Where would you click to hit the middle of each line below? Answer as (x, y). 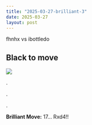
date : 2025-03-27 (27, 17)
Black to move (32, 57)
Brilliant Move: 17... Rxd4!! (37, 117)
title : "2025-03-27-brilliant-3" (47, 11)
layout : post (22, 22)
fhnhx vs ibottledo (28, 39)
